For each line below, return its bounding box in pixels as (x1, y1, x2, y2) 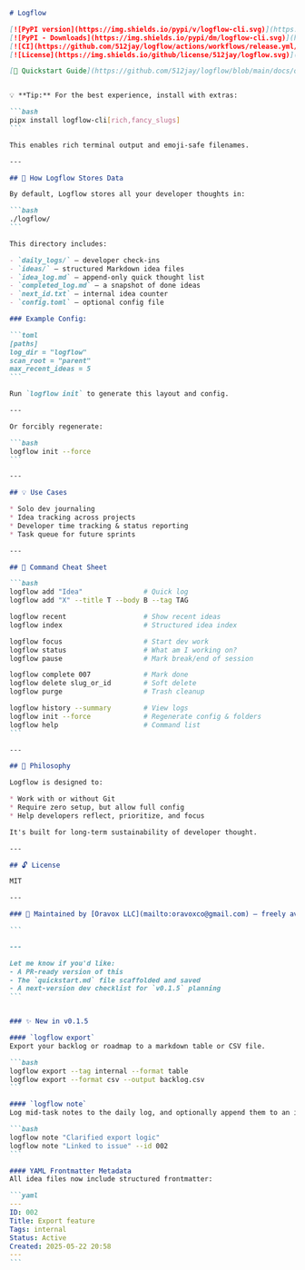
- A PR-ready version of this (9, 967, 124, 976)
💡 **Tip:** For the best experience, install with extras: (9, 91, 239, 100)
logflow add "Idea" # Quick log (9, 587, 189, 596)
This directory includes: (9, 239, 107, 249)
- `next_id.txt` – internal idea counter (9, 290, 169, 299)
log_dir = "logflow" (9, 348, 88, 357)
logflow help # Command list (9, 720, 202, 730)
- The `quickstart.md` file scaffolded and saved (9, 976, 202, 985)
